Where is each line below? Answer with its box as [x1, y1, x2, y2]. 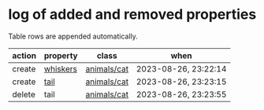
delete [12, 89, 35, 100]
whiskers [43, 63, 77, 74]
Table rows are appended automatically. [8, 31, 138, 41]
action [12, 49, 37, 60]
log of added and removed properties [8, 5, 257, 24]
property [43, 49, 78, 60]
